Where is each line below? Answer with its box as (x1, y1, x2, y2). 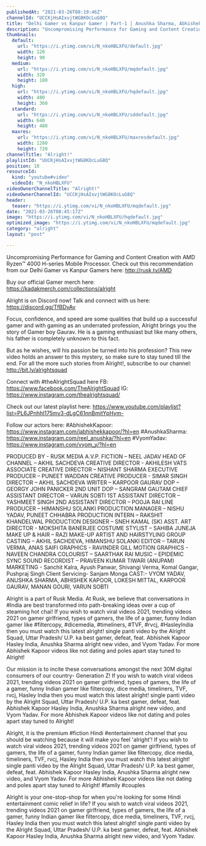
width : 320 (17, 72, 45, 78)
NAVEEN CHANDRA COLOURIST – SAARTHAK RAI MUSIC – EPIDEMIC (6, 550, 184, 558)
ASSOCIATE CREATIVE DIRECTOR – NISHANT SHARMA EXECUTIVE (6, 465, 178, 473)
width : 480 (17, 94, 45, 101)
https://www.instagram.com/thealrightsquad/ (6, 391, 121, 398)
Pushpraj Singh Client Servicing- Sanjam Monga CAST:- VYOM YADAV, (6, 570, 186, 577)
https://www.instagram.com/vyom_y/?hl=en (6, 441, 116, 448)
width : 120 (17, 49, 45, 55)
